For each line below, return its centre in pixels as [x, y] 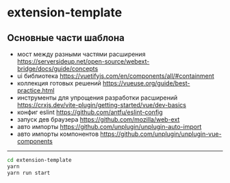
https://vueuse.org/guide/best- [146, 83]
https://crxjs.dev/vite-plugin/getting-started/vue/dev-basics [102, 105]
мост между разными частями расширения [81, 54]
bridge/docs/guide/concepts [57, 69]
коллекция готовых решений [59, 83]
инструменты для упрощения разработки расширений [97, 98]
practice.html [36, 90]
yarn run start [29, 173]
